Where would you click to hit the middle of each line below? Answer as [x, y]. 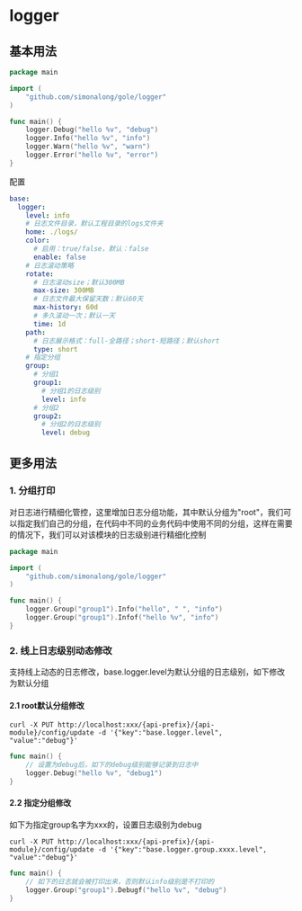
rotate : [40, 274]
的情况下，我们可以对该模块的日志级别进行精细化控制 [108, 534]
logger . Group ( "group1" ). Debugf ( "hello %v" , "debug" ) [126, 890]
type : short [55, 349]
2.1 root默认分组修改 [47, 705]
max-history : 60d [66, 308]
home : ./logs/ [52, 232]
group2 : [48, 416]
